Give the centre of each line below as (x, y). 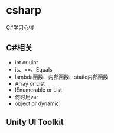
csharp (24, 10)
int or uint (26, 62)
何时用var (26, 97)
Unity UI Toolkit (35, 122)
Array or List (30, 83)
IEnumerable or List (38, 90)
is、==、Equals (34, 69)
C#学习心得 (20, 27)
